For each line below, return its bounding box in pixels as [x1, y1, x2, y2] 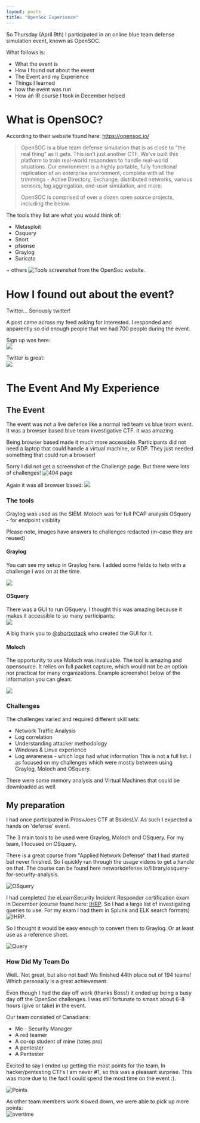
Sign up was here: [6, 337, 51, 344]
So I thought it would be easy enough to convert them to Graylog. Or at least [6, 925, 194, 932]
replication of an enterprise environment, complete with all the [20, 170, 174, 177]
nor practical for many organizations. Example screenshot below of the [6, 670, 181, 677]
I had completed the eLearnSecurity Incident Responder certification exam [6, 894, 190, 901]
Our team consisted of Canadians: [6, 1013, 91, 1020]
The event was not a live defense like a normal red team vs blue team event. [6, 421, 193, 428]
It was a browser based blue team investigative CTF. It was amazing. [6, 427, 175, 434]
